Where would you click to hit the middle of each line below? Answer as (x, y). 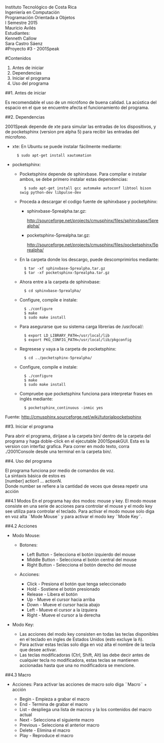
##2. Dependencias (25, 117)
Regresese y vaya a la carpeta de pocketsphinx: (68, 349)
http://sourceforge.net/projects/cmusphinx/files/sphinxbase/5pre (93, 221)
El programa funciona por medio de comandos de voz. (60, 471)
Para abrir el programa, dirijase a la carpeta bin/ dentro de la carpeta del (78, 436)
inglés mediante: (36, 399)
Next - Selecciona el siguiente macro (57, 720)
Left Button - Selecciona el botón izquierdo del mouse (81, 554)
